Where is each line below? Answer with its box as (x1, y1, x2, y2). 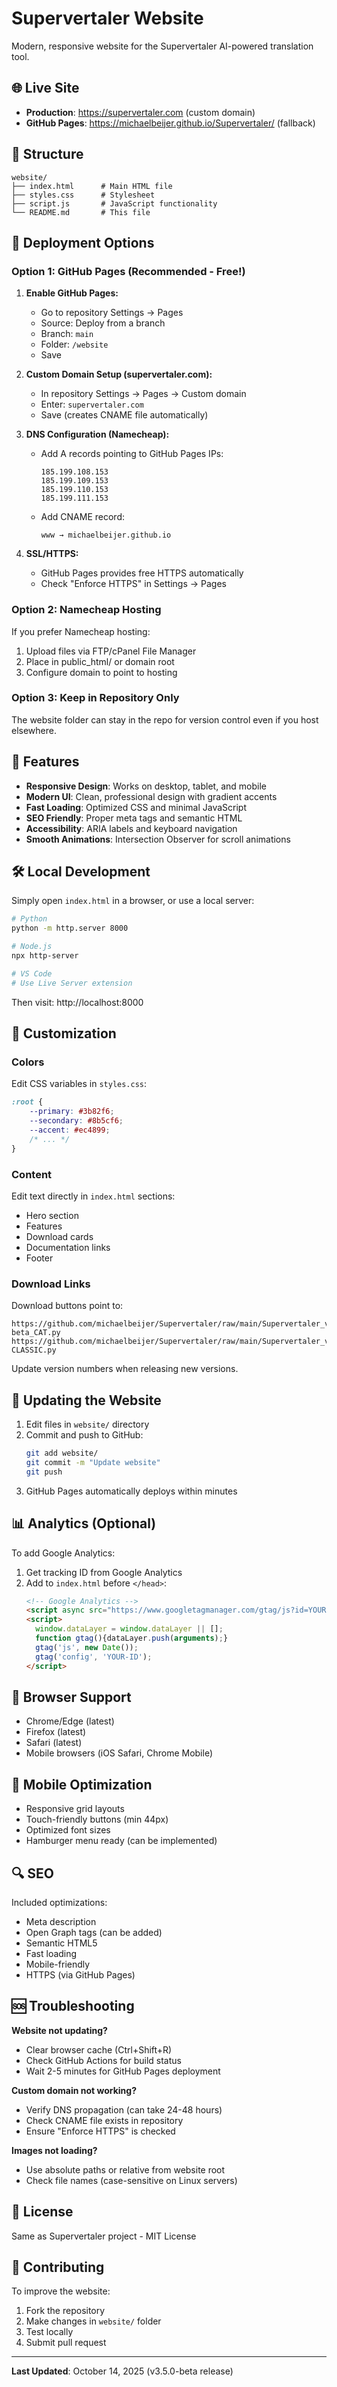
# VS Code (11, 968, 53, 979)
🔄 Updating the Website (11, 1392, 162, 1409)
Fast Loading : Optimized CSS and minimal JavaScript (25, 801, 247, 813)
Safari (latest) (25, 1737, 83, 1749)
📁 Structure (11, 146, 84, 163)
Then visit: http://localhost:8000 (11, 996, 144, 1008)
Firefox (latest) (25, 1726, 87, 1738)
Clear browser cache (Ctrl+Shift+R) (25, 2043, 173, 2056)
